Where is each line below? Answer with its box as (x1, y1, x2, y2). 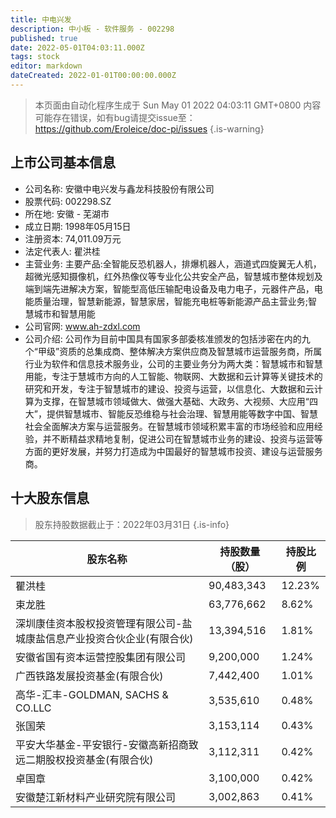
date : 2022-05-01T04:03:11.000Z (10, 42, 145, 53)
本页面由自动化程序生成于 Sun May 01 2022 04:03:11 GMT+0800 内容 (34, 99, 322, 111)
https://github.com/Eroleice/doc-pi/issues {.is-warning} (34, 122, 265, 135)
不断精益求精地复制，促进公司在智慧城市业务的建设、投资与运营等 (51, 432, 323, 445)
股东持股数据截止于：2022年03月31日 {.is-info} (34, 518, 230, 530)
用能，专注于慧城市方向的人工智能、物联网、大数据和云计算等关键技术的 (24, 370, 323, 382)
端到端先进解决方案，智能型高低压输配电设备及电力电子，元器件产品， (24, 282, 315, 295)
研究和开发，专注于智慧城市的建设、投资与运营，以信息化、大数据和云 (24, 382, 315, 395)
